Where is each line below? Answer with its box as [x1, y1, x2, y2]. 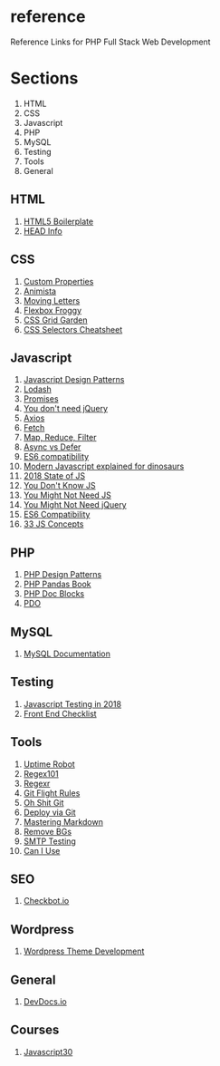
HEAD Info [23, 225, 62, 237]
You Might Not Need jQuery [23, 499, 127, 510]
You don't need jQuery [23, 403, 108, 414]
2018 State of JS [23, 470, 85, 481]
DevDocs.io [23, 996, 67, 1007]
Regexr [23, 778, 51, 789]
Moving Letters [23, 295, 81, 305]
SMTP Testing [23, 836, 76, 847]
